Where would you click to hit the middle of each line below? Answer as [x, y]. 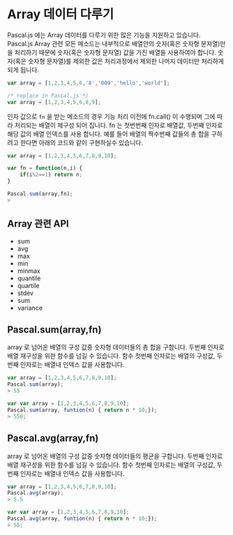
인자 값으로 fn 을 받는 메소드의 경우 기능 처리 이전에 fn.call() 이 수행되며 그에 [111, 116]
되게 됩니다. [23, 70]
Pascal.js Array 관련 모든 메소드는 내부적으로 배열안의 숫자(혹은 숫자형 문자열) [114, 43]
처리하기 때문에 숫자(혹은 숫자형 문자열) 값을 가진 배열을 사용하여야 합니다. [115, 52]
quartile [28, 285]
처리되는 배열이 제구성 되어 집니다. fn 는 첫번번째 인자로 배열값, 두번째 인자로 [119, 125]
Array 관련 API [38, 224]
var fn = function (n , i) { [45, 168]
